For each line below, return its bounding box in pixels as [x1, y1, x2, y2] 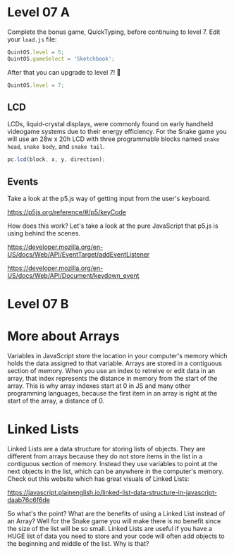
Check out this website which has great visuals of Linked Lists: [7, 475, 190, 483]
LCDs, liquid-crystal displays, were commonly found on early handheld [7, 120, 214, 128]
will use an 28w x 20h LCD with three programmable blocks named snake [7, 135, 220, 143]
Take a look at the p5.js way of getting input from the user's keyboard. [7, 195, 211, 203]
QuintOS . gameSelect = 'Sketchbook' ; [7, 55, 115, 62]
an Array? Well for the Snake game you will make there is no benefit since [7, 517, 221, 525]
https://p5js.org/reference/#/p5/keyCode [7, 208, 127, 216]
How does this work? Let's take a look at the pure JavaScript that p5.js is [7, 221, 218, 230]
